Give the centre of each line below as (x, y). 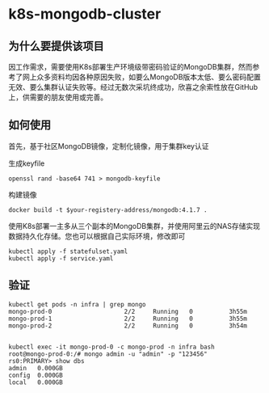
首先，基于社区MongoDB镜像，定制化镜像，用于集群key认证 (109, 146)
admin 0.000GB (36, 368)
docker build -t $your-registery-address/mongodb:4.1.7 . (108, 210)
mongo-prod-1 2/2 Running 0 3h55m (128, 319)
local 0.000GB (36, 382)
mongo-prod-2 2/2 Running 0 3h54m (128, 325)
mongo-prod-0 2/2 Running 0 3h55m (128, 311)
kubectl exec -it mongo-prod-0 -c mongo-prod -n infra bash (112, 347)
